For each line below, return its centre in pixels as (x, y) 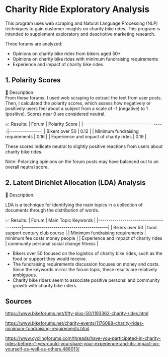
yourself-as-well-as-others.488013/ (43, 349)
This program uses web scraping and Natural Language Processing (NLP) (82, 23)
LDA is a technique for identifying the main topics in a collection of (74, 205)
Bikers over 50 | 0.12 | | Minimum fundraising (93, 131)
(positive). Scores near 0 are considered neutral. (55, 114)
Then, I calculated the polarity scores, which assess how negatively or (78, 103)
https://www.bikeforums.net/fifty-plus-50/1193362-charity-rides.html (77, 314)
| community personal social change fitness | (52, 243)
